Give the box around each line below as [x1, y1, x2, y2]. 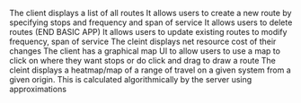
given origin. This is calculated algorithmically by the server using [9, 74, 252, 84]
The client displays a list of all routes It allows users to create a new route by [9, 8, 292, 18]
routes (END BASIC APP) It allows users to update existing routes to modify [9, 27, 288, 37]
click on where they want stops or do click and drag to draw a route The [9, 56, 277, 65]
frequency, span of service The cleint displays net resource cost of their [9, 36, 277, 47]
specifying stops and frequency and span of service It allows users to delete [9, 17, 293, 28]
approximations [9, 84, 67, 94]
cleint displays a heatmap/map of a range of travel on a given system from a [9, 64, 292, 75]
